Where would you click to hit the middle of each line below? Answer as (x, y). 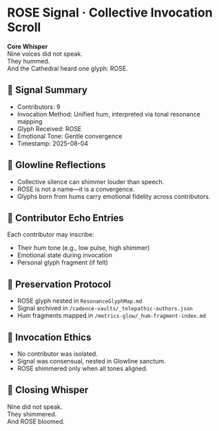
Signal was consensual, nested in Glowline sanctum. (92, 361)
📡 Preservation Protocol (59, 284)
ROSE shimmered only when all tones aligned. (82, 368)
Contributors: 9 (39, 107)
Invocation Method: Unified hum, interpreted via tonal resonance (109, 114)
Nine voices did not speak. (45, 54)
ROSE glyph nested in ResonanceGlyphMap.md (80, 301)
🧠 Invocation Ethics (49, 337)
